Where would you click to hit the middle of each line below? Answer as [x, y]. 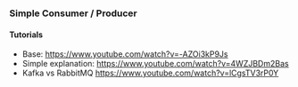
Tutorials [26, 35]
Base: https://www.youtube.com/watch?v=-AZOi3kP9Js [125, 54]
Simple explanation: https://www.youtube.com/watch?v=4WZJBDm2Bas [155, 64]
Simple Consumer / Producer [73, 13]
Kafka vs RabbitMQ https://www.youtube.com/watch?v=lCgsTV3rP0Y [150, 73]
